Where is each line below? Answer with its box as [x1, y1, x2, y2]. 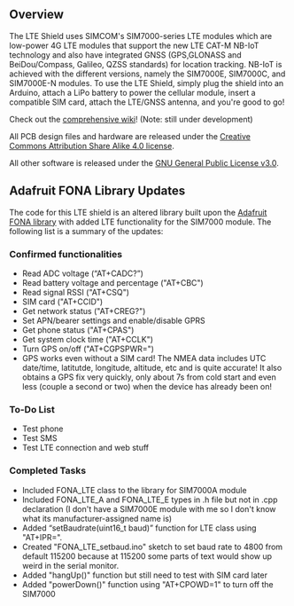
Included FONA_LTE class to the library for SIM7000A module [21, 484, 247, 495]
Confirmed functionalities [9, 248, 122, 260]
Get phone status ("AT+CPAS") [21, 324, 135, 335]
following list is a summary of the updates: [9, 225, 164, 236]
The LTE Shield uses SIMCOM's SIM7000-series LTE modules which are [9, 30, 273, 41]
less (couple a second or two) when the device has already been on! [21, 381, 273, 391]
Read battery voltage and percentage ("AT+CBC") [21, 277, 204, 287]
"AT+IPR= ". [21, 531, 63, 542]
